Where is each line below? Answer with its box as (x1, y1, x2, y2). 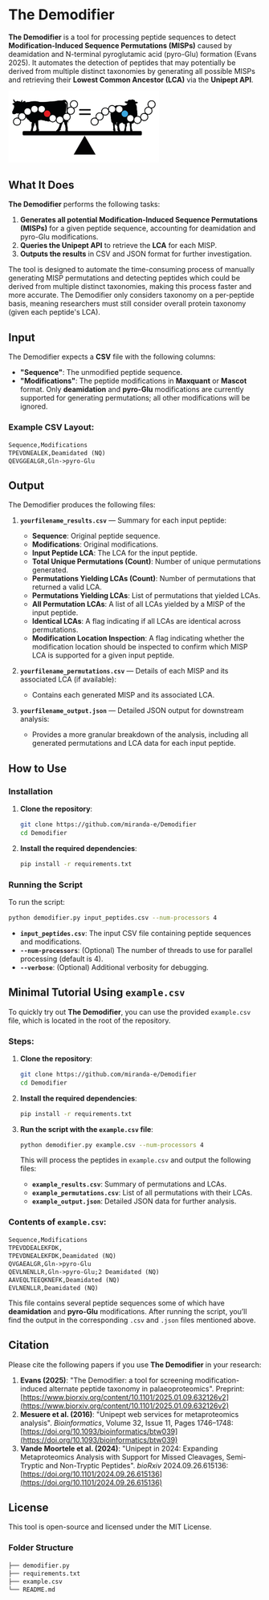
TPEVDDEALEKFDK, (8, 1244, 63, 1252)
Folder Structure (8, 1542, 74, 1553)
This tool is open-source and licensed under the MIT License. (8, 1522, 212, 1532)
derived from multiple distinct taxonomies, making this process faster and (8, 282, 252, 291)
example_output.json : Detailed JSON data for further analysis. (31, 1196, 237, 1206)
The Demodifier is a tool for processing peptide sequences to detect (8, 32, 237, 42)
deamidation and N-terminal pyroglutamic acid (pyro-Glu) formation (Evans (8, 49, 257, 59)
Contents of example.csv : (8, 1216, 107, 1227)
